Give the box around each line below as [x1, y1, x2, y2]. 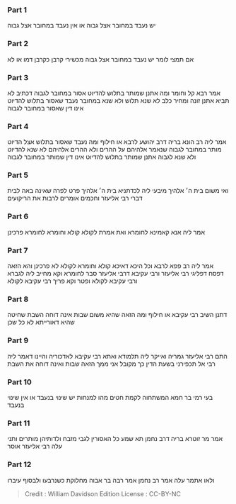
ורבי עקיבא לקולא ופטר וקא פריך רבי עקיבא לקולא [7, 276, 138, 285]
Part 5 [7, 170, 28, 180]
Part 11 [7, 418, 30, 428]
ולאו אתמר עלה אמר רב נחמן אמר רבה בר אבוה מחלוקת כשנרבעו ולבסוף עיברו [7, 476, 215, 484]
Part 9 [7, 335, 29, 345]
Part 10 [7, 377, 32, 387]
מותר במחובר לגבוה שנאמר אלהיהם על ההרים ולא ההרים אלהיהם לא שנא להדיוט [7, 145, 222, 154]
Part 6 [7, 211, 29, 221]
